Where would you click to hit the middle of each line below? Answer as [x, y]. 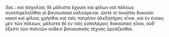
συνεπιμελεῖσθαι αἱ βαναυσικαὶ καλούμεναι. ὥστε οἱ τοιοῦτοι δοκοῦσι [79, 13]
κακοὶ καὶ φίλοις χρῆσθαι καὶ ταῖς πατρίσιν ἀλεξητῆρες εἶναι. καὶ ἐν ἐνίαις [85, 18]
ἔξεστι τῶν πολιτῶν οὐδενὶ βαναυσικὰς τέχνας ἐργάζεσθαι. [69, 29]
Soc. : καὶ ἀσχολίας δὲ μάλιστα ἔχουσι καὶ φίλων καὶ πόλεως [70, 7]
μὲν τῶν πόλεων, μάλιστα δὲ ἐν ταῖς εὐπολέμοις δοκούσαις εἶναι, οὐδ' [80, 23]
